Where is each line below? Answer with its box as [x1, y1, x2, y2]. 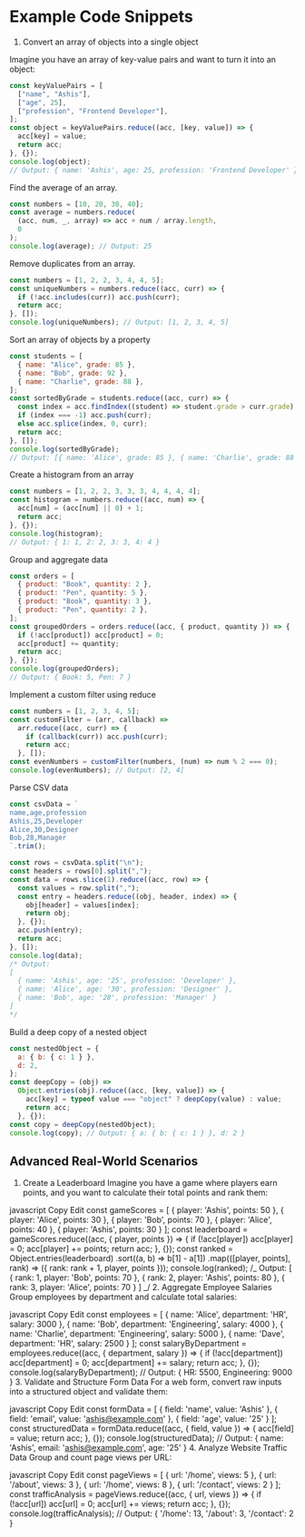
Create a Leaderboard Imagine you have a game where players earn [22, 1178, 278, 1189]
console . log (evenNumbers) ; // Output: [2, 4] [9, 766, 184, 775]
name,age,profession [9, 808, 88, 817]
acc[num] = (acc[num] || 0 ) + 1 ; [17, 504, 144, 514]
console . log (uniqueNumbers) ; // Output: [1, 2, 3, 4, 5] [9, 318, 230, 328]
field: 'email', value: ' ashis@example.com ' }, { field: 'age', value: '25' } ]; [9, 1414, 277, 1424]
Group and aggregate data [9, 553, 109, 564]
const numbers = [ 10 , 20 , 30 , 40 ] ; [9, 200, 144, 209]
